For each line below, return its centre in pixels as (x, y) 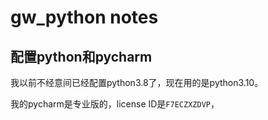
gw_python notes (84, 17)
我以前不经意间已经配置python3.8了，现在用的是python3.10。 (137, 82)
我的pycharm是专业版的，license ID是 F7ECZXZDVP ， (115, 104)
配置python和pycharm (81, 56)
